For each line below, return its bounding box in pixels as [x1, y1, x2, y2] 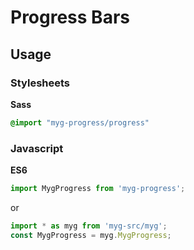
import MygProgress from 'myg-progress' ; [10, 184, 186, 194]
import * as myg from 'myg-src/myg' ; [10, 221, 168, 231]
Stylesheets [10, 76, 71, 90]
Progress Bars [10, 6, 130, 29]
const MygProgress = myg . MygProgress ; [10, 230, 172, 240]
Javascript [10, 141, 64, 155]
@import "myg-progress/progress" [10, 117, 150, 128]
